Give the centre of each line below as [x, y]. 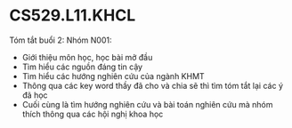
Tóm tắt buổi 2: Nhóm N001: [61, 40]
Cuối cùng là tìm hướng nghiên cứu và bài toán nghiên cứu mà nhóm [147, 104]
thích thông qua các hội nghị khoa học [93, 114]
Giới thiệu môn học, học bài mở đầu [87, 57]
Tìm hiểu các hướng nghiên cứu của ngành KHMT [113, 76]
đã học [35, 95]
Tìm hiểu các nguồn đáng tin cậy [82, 67]
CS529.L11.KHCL [73, 16]
